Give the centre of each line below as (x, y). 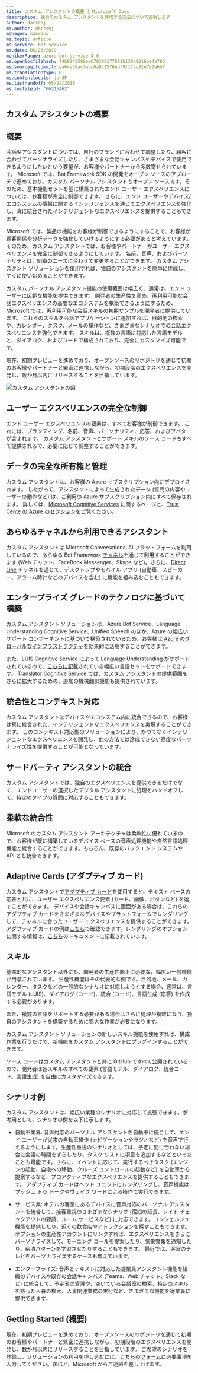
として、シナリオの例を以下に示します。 (65, 1120)
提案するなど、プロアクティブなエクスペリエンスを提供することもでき (99, 1177)
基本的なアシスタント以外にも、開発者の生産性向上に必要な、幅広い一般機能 (99, 972)
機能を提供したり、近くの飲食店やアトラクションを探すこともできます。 (102, 1226)
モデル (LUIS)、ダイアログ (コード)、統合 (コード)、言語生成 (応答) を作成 (100, 994)
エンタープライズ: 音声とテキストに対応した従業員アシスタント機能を (99, 1269)
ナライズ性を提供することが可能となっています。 (65, 747)
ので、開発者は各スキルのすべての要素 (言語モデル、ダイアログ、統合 (90, 1069)
